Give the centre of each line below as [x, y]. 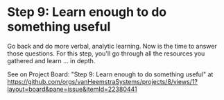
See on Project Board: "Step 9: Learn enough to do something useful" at [110, 74]
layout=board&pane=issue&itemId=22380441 [72, 89]
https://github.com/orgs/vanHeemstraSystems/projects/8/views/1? [103, 81]
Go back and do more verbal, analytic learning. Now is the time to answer [112, 46]
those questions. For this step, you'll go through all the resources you [106, 53]
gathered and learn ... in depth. [51, 60]
